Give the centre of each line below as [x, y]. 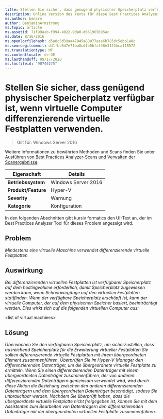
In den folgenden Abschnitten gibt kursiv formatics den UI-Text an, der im [78, 218]
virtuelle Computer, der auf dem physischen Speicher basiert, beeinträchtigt [81, 303]
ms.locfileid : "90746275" [31, 64]
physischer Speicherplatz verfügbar [80, 98]
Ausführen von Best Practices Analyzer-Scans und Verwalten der [70, 157]
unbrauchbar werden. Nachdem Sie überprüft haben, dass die [67, 396]
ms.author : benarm [24, 18]
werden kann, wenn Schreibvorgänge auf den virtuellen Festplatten [72, 292]
